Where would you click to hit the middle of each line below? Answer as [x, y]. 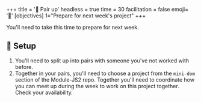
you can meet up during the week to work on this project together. [97, 86]
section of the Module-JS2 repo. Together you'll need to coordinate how [104, 79]
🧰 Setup [21, 46]
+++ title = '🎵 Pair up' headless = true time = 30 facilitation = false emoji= [97, 9]
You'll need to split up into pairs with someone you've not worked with [102, 61]
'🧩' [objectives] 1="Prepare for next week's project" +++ [76, 16]
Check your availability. [44, 92]
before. [24, 67]
